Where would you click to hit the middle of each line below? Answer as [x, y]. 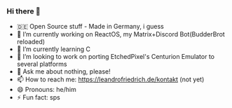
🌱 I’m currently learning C [54, 49]
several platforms [42, 64]
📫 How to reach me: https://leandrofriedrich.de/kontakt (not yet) [110, 79]
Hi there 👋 [24, 11]
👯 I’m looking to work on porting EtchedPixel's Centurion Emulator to [116, 57]
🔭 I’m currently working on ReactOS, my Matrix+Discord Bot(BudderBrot [121, 34]
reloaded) [31, 42]
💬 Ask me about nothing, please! [64, 72]
